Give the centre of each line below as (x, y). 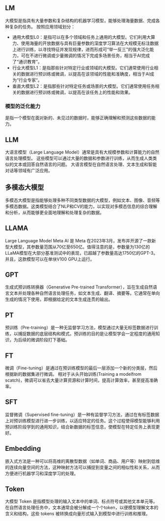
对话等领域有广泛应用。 (29, 170)
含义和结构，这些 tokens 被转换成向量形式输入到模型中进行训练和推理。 (78, 514)
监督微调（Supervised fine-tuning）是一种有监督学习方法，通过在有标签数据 (82, 415)
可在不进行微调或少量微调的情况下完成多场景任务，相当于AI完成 (85, 55)
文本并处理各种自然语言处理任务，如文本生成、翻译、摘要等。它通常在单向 (84, 293)
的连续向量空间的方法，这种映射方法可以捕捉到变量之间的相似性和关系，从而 (82, 467)
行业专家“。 (30, 80)
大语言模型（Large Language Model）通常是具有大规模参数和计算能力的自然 (82, 152)
